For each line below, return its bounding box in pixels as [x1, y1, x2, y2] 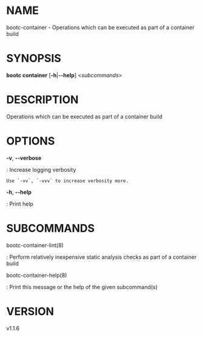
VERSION [6, 304, 55, 318]
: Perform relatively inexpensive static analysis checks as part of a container [6, 253, 197, 260]
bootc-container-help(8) [6, 271, 67, 279]
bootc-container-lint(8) [6, 241, 64, 249]
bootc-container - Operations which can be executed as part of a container [6, 24, 195, 31]
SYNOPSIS [6, 52, 62, 66]
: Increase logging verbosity [6, 166, 76, 173]
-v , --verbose [6, 154, 42, 162]
